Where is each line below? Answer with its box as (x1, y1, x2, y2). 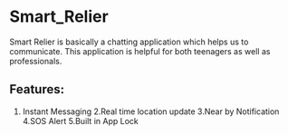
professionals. (9, 55, 62, 66)
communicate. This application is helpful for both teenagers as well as (9, 45, 271, 56)
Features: (9, 82, 65, 97)
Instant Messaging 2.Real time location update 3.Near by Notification (22, 106, 280, 117)
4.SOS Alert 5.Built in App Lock (22, 115, 139, 126)
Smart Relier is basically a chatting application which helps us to (9, 36, 249, 47)
